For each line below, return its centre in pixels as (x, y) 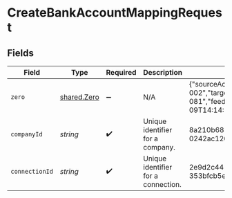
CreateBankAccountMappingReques (115, 13)
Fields (21, 53)
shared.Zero (80, 97)
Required (121, 72)
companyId (27, 134)
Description (163, 72)
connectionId (32, 171)
